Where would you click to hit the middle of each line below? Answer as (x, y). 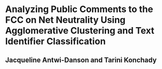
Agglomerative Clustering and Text (80, 31)
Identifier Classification (56, 42)
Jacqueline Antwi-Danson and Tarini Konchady (81, 60)
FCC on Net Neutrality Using (65, 20)
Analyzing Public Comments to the (79, 9)
